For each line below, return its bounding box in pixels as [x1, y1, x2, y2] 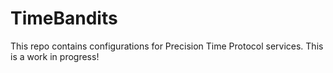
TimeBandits [10, 7, 118, 30]
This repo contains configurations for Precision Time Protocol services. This [10, 40, 324, 52]
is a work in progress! [10, 50, 100, 62]
